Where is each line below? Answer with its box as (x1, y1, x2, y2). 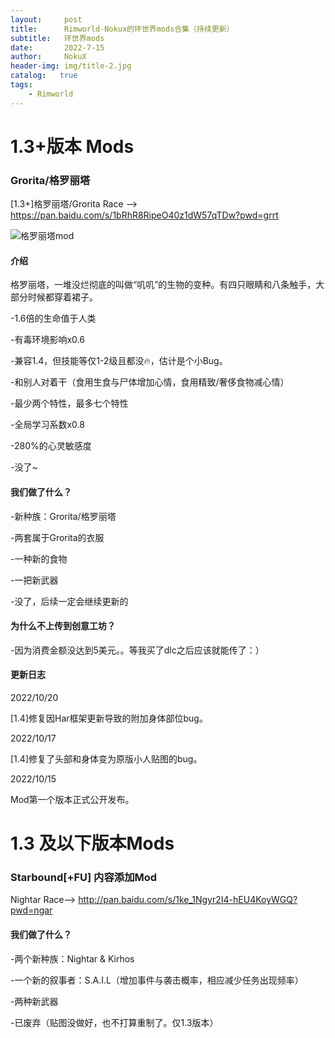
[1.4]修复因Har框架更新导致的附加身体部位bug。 (10, 712, 208, 724)
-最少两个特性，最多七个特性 (10, 397, 129, 410)
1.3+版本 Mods (10, 135, 135, 158)
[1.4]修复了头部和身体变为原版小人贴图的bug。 (10, 752, 203, 765)
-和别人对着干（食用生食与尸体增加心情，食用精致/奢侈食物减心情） (10, 376, 290, 388)
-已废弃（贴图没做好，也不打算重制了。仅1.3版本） (10, 1016, 219, 1028)
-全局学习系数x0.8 (10, 419, 85, 431)
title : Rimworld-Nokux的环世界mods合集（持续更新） (10, 24, 235, 34)
